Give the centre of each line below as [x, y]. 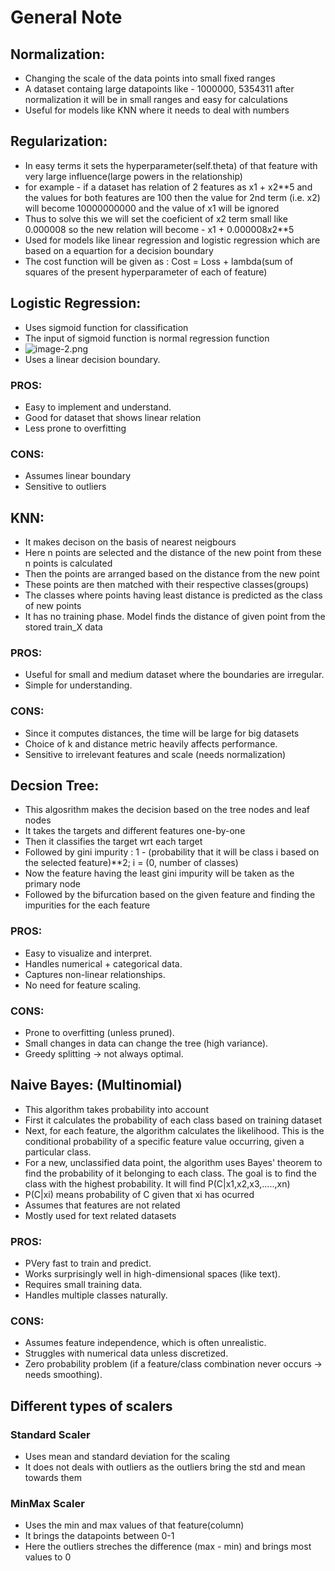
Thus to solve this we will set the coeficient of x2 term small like [156, 218]
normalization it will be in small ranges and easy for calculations [156, 99]
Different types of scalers [91, 1406]
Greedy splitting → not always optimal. [104, 1054]
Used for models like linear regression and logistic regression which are [172, 240]
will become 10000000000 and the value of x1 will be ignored [152, 208]
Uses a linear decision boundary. [92, 359]
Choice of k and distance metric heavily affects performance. [151, 743]
